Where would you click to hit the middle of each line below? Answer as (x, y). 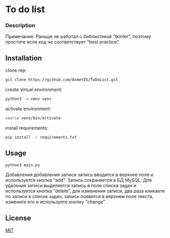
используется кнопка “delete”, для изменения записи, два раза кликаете (85, 191)
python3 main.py (23, 165)
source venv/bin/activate (33, 118)
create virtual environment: (34, 90)
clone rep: (16, 71)
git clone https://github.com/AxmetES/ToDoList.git (62, 80)
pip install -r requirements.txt (41, 137)
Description (20, 26)
